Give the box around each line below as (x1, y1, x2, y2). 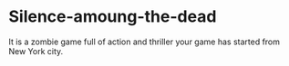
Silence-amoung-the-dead (8, 6, 217, 27)
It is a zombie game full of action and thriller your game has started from (8, 36, 280, 47)
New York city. (8, 45, 64, 56)
